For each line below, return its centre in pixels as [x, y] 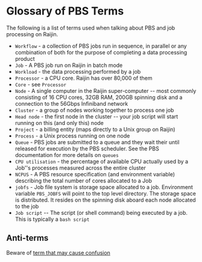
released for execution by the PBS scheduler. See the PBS [87, 149]
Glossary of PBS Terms [65, 11]
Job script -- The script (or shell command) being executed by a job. [101, 212]
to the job [27, 206]
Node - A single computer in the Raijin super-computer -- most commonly [106, 91]
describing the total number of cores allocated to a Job [83, 181]
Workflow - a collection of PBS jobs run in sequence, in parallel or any [101, 46]
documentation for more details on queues [67, 155]
